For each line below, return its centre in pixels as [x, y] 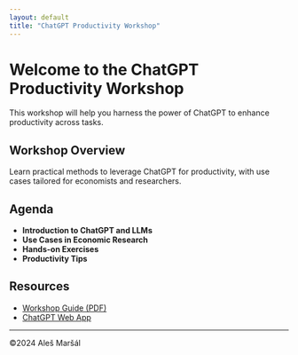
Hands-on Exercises [60, 249]
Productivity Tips [55, 259]
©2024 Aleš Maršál [45, 343]
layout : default [39, 17]
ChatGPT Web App [56, 317]
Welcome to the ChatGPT [104, 70]
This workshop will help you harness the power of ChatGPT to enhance [140, 113]
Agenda [31, 209]
